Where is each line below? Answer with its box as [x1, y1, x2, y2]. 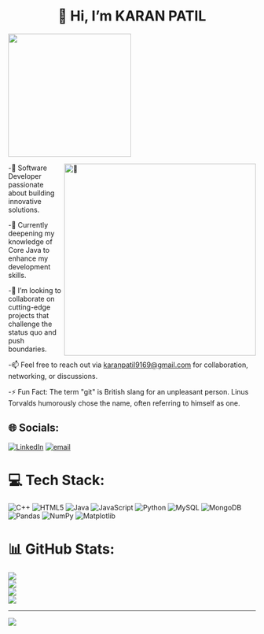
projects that [8, 310, 49, 320]
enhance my [8, 254, 49, 263]
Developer [8, 171, 42, 180]
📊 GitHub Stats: [8, 539, 115, 558]
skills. [8, 270, 27, 280]
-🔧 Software [8, 163, 47, 172]
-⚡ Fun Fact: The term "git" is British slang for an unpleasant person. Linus [8, 387, 249, 396]
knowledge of [8, 236, 53, 247]
